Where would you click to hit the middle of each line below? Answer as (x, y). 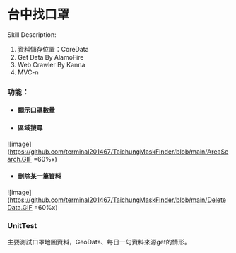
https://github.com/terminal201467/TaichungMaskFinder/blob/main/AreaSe (119, 151)
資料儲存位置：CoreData (53, 49)
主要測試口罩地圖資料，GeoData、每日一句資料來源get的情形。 (99, 242)
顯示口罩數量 (36, 110)
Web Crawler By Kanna (51, 64)
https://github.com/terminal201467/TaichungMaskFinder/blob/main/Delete (118, 200)
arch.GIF (20, 159)
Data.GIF (20, 207)
